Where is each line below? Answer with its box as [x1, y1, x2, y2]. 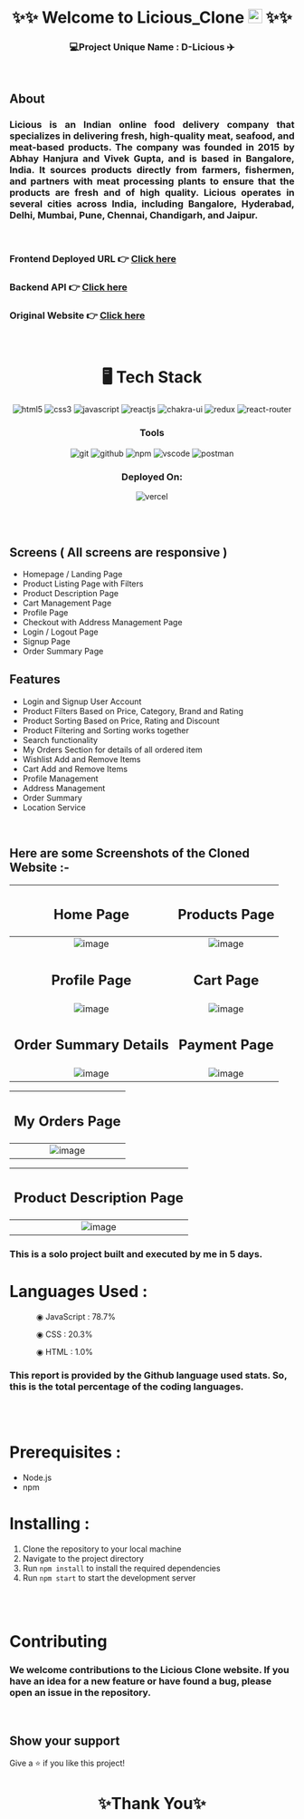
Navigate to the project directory [22, 1553, 145, 1564]
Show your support [9, 1734, 120, 1749]
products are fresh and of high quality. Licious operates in [9, 186, 295, 198]
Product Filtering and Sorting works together [22, 724, 190, 736]
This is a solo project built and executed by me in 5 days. [9, 1248, 263, 1261]
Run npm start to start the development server [22, 1572, 196, 1583]
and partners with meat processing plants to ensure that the [9, 175, 295, 188]
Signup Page [22, 636, 71, 646]
